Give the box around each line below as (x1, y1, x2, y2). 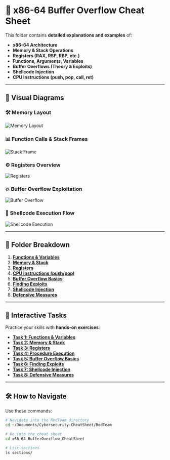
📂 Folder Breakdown (5, 240, 70, 249)
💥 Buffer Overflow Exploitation (5, 186, 82, 193)
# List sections (5, 445, 39, 450)
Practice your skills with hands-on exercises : (5, 324, 100, 330)
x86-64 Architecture (12, 41, 58, 48)
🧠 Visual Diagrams (5, 94, 64, 102)
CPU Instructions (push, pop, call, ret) (12, 74, 94, 80)
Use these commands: (5, 408, 52, 414)
